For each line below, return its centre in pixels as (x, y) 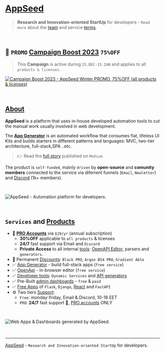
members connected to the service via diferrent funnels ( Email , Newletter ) (81, 172)
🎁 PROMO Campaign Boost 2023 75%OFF (63, 52)
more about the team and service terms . (57, 27)
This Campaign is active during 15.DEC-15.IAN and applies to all (82, 64)
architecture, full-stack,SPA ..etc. (39, 146)
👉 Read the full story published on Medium (60, 156)
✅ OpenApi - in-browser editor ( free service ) (59, 270)
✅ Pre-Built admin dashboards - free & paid (56, 281)
